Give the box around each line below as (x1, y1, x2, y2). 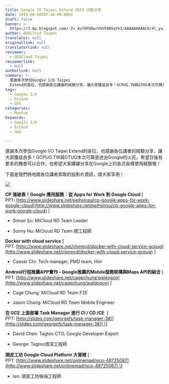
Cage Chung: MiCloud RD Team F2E (12, 290, 88, 296)
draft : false (5, 17, 33, 22)
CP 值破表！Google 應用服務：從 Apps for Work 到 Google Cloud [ (5, 191, 143, 198)
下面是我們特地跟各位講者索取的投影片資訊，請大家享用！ (5, 171, 124, 177)
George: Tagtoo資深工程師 (12, 341, 67, 347)
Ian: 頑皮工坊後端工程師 (12, 373, 61, 379)
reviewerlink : (5, 59, 35, 64)
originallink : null (5, 40, 46, 45)
